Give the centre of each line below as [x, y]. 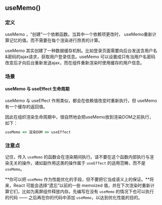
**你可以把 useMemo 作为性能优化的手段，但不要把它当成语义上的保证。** [77, 179]
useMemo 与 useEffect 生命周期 [37, 89]
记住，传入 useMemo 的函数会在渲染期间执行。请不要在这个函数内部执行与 [77, 157]
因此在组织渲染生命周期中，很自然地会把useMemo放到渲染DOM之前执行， [79, 117]
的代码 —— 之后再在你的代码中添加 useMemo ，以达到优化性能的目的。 [74, 197]
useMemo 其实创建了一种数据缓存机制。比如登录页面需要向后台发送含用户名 [81, 50]
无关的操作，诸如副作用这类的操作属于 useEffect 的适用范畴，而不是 [77, 163]
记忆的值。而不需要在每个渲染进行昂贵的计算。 [56, 40]
